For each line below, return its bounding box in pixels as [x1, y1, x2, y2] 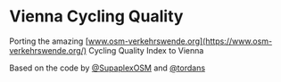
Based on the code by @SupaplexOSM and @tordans [9, 62, 206, 73]
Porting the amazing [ [9, 36, 89, 46]
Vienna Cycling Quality [9, 6, 184, 27]
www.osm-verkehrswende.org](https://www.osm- [87, 36, 273, 46]
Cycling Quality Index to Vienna [88, 45, 204, 55]
